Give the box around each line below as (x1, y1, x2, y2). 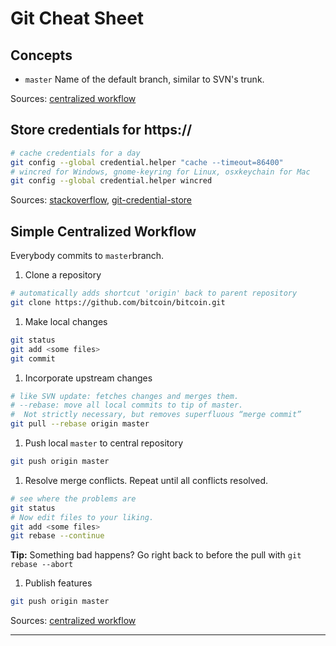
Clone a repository (24, 269, 102, 281)
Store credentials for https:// (10, 122, 193, 139)
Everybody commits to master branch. (10, 250, 165, 262)
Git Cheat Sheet (10, 7, 145, 30)
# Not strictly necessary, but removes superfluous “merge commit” (10, 410, 302, 420)
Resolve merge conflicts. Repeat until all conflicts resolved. (24, 474, 269, 486)
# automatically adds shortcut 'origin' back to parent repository (10, 288, 298, 299)
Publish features (24, 577, 93, 589)
